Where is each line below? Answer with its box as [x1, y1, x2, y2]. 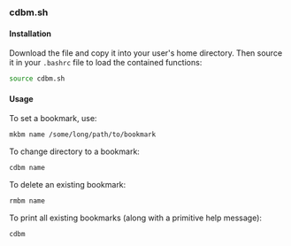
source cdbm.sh [9, 74, 65, 83]
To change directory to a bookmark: [9, 146, 140, 157]
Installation [9, 28, 51, 39]
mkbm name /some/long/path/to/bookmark [9, 130, 157, 139]
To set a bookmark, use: [9, 113, 97, 124]
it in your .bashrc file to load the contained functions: [9, 58, 203, 68]
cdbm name [9, 164, 46, 173]
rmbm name [9, 196, 46, 205]
